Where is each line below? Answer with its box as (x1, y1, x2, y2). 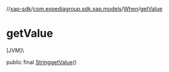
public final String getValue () (6, 58, 77, 66)
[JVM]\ (6, 46, 24, 54)
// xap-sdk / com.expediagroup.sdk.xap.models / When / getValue (6, 5, 163, 12)
